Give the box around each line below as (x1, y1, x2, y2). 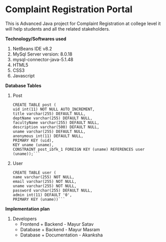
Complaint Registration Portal (5, 4, 133, 15)
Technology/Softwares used (5, 36, 67, 42)
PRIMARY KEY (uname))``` (12, 197, 65, 202)
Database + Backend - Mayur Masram (20, 226, 100, 232)
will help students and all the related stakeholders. (5, 25, 110, 32)
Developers (12, 216, 37, 222)
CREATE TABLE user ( (12, 170, 56, 175)
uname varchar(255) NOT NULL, (12, 183, 77, 189)
